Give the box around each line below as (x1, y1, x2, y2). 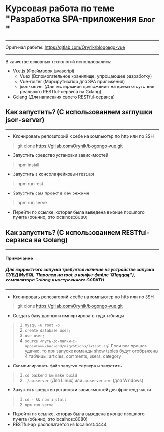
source (24, 339, 38, 344)
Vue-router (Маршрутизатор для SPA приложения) (19, 78, 125, 84)
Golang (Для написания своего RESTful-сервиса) (12, 94, 115, 100)
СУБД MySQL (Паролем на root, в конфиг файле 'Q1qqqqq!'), (5, 272, 135, 278)
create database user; (24, 328, 71, 333)
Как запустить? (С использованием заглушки (5, 108, 153, 116)
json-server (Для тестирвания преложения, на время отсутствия (19, 84, 155, 89)
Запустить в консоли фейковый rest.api (12, 171, 94, 177)
